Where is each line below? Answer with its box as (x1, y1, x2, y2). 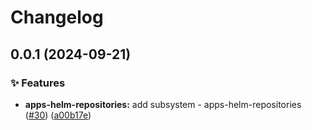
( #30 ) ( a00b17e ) (24, 109, 92, 121)
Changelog (10, 6, 104, 29)
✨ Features (10, 76, 66, 90)
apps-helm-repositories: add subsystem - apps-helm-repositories (24, 98, 302, 110)
